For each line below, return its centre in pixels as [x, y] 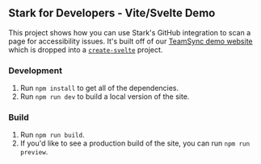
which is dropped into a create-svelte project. [86, 49]
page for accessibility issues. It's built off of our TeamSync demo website [130, 41]
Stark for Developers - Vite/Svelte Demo [112, 13]
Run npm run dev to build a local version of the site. [105, 96]
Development [36, 70]
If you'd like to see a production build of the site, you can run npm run [135, 143]
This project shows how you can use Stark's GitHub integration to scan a [130, 32]
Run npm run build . [52, 135]
